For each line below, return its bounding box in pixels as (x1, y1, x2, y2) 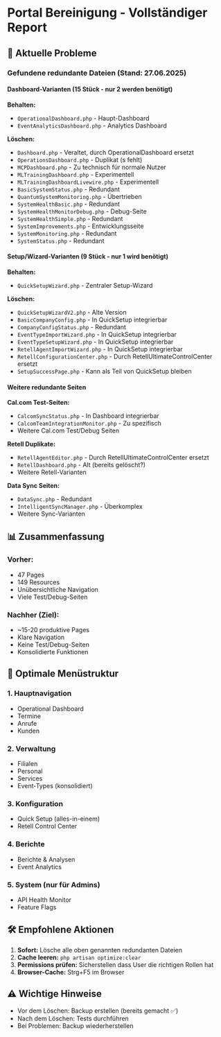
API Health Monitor (17, 896, 71, 904)
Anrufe (17, 719, 37, 727)
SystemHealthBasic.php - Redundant (17, 200, 120, 208)
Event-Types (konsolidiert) (17, 782, 94, 790)
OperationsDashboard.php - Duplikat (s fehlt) (17, 155, 143, 164)
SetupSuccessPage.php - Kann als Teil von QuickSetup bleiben (17, 367, 192, 375)
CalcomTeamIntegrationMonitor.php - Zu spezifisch (17, 419, 161, 428)
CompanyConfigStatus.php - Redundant (17, 322, 127, 331)
